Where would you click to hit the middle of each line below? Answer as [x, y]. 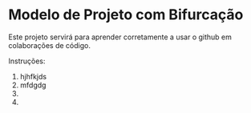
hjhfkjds [33, 76]
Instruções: [27, 61]
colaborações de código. [49, 45]
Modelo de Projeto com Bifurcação [126, 15]
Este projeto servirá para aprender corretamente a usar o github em [120, 37]
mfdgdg [33, 85]
